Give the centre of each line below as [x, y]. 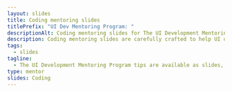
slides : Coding [29, 78]
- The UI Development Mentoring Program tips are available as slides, [119, 65]
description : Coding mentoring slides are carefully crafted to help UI [114, 39]
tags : [15, 46]
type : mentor [26, 71]
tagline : [20, 59]
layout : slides [29, 13]
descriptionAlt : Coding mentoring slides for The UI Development [103, 33]
